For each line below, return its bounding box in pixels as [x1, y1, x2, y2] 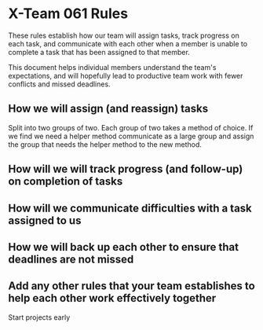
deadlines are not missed [8, 252, 134, 266]
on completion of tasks [8, 174, 123, 189]
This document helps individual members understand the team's [8, 62, 217, 71]
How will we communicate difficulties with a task [8, 201, 253, 214]
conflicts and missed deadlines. [8, 79, 111, 89]
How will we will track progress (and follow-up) [8, 163, 243, 176]
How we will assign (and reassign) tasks [8, 102, 209, 115]
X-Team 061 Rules [8, 5, 128, 23]
